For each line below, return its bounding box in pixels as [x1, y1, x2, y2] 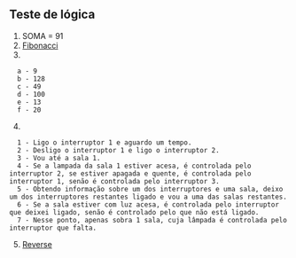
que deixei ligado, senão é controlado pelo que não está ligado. [9, 207, 260, 216]
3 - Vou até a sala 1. [17, 153, 101, 162]
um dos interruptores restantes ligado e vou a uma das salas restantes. [9, 192, 288, 201]
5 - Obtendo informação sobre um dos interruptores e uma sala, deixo [17, 184, 284, 193]
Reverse [21, 238, 53, 249]
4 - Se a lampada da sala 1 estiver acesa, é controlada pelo [17, 161, 252, 170]
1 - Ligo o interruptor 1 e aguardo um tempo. [17, 137, 192, 147]
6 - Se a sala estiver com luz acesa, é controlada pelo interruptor [17, 199, 279, 209]
